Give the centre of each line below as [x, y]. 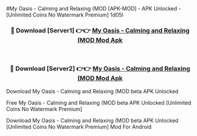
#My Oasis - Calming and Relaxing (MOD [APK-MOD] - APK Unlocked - [94, 9]
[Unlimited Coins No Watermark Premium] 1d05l [65, 15]
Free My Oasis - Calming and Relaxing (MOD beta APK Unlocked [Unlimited [99, 102]
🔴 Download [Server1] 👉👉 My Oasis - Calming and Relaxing [100, 30]
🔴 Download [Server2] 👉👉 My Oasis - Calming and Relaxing [100, 69]
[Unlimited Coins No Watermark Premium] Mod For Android [79, 127]
